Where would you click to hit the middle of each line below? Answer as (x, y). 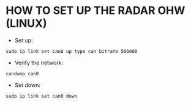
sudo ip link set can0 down (42, 96)
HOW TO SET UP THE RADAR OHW (95, 11)
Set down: (27, 85)
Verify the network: (39, 63)
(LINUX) (26, 23)
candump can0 (22, 73)
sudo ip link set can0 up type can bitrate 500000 (72, 51)
